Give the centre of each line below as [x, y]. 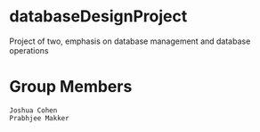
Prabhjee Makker [39, 118]
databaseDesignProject [98, 16]
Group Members [71, 87]
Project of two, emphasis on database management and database [130, 41]
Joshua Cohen [33, 110]
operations [29, 50]
